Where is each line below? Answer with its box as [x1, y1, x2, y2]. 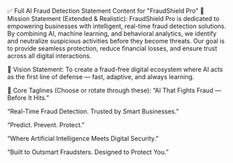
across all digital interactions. [7, 52, 92, 59]
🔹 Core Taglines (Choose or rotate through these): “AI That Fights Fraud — [7, 86, 222, 94]
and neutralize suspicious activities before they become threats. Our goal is [7, 37, 225, 45]
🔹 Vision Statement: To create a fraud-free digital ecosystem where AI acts [7, 65, 223, 73]
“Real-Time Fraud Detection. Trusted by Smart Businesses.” [7, 107, 179, 115]
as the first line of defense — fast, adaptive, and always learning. [7, 73, 195, 80]
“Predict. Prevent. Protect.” [7, 121, 85, 129]
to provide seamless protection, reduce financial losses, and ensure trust [7, 44, 218, 52]
